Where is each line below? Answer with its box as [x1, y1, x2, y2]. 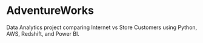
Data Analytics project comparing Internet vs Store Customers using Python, [6, 24, 198, 31]
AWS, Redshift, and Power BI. [6, 30, 80, 37]
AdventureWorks [6, 4, 94, 18]
